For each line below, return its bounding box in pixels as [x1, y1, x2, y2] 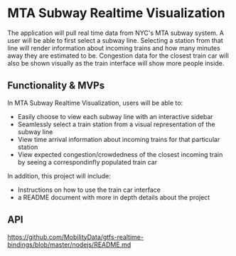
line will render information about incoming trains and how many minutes [7, 43, 220, 52]
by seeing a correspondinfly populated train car [17, 158, 158, 166]
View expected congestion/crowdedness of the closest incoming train [17, 150, 223, 158]
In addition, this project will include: [7, 171, 112, 180]
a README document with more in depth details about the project [17, 193, 210, 201]
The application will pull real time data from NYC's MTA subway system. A [7, 29, 224, 37]
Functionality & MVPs [7, 80, 105, 92]
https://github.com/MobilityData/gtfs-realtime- [7, 232, 144, 241]
